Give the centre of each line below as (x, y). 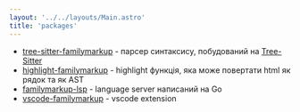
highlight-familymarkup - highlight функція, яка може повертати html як (156, 70)
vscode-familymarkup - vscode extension (99, 98)
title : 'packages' (43, 26)
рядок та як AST (53, 79)
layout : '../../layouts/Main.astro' (77, 17)
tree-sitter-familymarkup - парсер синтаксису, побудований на (141, 51)
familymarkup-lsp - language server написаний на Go (122, 89)
